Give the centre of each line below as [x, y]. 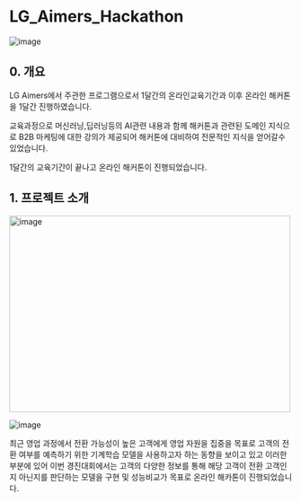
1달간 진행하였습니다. [55, 106]
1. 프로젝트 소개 [49, 198]
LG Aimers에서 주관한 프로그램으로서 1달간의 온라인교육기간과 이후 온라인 [138, 95]
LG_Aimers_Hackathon [97, 17]
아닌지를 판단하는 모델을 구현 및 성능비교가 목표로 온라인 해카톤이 [133, 477]
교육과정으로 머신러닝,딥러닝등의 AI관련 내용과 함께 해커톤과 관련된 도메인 [138, 125]
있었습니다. [29, 148]
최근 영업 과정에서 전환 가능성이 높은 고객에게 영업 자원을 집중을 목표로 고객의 [145, 443]
